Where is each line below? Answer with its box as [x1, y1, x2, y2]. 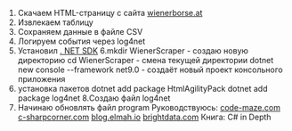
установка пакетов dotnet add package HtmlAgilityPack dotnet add [17, 84, 268, 94]
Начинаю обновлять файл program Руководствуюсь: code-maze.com [17, 102, 280, 112]
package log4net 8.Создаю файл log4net [17, 93, 171, 103]
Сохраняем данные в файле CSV [17, 27, 143, 37]
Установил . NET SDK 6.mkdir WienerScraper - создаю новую [17, 45, 249, 56]
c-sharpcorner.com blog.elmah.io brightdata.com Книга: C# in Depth [17, 111, 272, 122]
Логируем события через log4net [17, 36, 146, 46]
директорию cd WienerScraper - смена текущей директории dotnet [17, 55, 274, 65]
